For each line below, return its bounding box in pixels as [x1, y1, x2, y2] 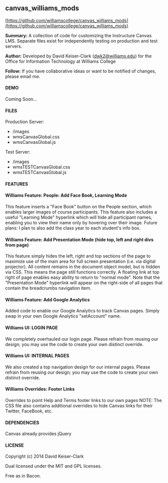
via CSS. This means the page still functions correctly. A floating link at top [5, 269, 159, 275]
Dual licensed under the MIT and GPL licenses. [5, 463, 102, 469]
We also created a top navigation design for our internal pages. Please [5, 364, 150, 370]
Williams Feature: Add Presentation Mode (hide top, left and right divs [5, 236, 154, 243]
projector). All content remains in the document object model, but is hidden [5, 264, 160, 270]
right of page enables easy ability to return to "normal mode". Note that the [5, 274, 160, 281]
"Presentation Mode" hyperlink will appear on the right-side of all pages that [5, 280, 163, 286]
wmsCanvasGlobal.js [12, 139, 56, 145]
